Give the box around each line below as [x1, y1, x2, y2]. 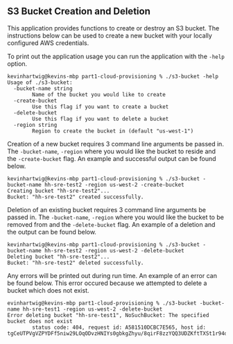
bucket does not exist [7, 318, 73, 325]
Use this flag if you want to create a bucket [32, 103, 169, 110]
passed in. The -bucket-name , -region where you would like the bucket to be [7, 213, 224, 221]
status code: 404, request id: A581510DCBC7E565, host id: [32, 324, 207, 331]
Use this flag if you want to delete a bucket [32, 115, 169, 122]
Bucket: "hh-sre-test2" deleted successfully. [7, 259, 144, 266]
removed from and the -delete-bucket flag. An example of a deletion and [7, 220, 216, 228]
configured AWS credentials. [7, 38, 89, 47]
